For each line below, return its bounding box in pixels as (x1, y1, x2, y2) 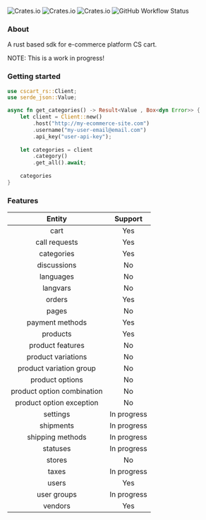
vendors (43, 501, 71, 511)
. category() (32, 152, 68, 160)
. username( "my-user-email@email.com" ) (32, 126, 147, 133)
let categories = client (20, 146, 93, 153)
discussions (37, 260, 77, 270)
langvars (42, 283, 72, 293)
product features (29, 341, 85, 351)
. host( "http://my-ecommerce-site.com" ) (32, 120, 150, 127)
